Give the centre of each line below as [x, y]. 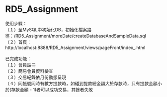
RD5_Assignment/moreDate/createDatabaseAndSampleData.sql [81, 36]
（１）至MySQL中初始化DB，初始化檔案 [46, 29]
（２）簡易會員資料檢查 [29, 71]
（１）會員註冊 [20, 65]
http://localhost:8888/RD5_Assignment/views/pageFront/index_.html [75, 48]
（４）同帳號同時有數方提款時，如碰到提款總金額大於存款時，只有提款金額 [81, 83]
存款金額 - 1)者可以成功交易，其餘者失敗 [52, 90]
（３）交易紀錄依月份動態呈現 [36, 77]
